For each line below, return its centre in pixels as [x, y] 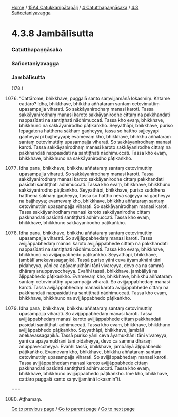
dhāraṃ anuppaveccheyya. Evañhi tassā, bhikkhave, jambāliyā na [88, 271]
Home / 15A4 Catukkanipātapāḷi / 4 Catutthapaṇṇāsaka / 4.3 [75, 7]
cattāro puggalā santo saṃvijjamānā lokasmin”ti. [70, 379]
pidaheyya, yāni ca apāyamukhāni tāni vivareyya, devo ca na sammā [91, 266]
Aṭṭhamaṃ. [30, 399]
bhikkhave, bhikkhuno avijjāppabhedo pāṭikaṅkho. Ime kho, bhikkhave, [94, 374]
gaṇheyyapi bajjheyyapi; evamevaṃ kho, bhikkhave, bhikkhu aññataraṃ [95, 137]
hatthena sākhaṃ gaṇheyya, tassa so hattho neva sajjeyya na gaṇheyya [95, 196]
